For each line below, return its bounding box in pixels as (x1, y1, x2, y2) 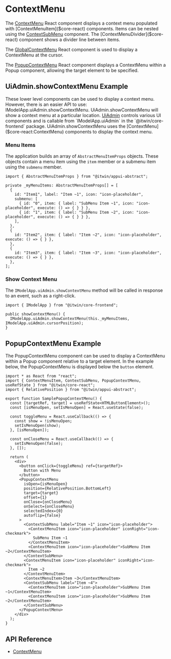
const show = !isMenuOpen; (14, 419, 72, 424)
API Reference (5, 635, 52, 644)
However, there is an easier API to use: (5, 101, 87, 107)
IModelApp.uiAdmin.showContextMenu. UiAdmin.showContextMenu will (5, 106, 158, 113)
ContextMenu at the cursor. (5, 52, 64, 58)
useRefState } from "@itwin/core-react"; (5, 383, 96, 388)
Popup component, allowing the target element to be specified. (5, 67, 139, 73)
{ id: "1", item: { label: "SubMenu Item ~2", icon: (18, 210, 135, 215)
